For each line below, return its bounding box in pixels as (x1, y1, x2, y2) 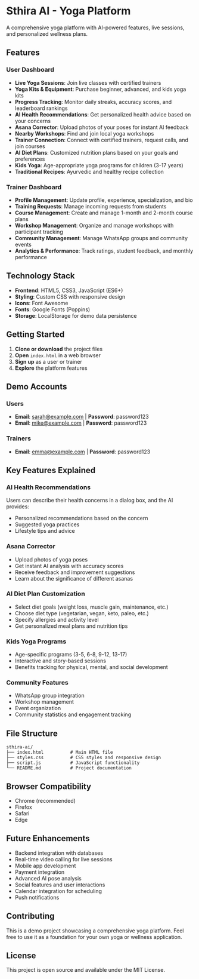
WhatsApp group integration (14, 692, 85, 699)
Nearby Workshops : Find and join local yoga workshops (14, 130, 154, 137)
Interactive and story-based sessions (14, 657, 106, 664)
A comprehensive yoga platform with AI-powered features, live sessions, (6, 24, 185, 31)
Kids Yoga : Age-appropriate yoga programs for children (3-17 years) (14, 161, 184, 168)
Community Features (6, 679, 69, 687)
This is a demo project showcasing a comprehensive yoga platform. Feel (6, 927, 184, 934)
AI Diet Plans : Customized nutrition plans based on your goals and (14, 149, 179, 156)
